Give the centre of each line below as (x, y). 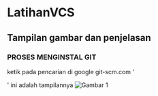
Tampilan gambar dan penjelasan (79, 38)
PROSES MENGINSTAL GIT (52, 57)
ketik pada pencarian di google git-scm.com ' (71, 71)
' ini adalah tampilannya (40, 85)
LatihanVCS (41, 13)
